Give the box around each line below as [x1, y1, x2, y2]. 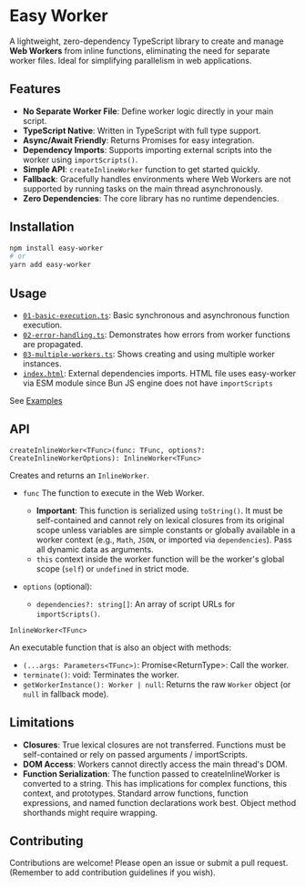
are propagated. [22, 339, 84, 349]
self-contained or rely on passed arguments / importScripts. [22, 748, 249, 759]
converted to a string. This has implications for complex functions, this [22, 778, 288, 789]
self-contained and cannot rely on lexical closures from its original [36, 514, 285, 525]
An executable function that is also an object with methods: [9, 642, 232, 653]
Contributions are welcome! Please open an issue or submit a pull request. [9, 858, 289, 869]
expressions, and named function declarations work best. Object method [22, 797, 297, 808]
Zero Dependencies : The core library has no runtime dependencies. [22, 192, 280, 203]
